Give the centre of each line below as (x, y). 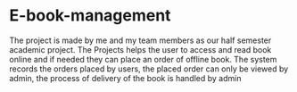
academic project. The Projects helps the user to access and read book (140, 49)
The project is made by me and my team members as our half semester (140, 40)
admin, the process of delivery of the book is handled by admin (125, 78)
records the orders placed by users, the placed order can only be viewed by (149, 69)
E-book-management (90, 16)
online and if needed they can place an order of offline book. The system (143, 59)
